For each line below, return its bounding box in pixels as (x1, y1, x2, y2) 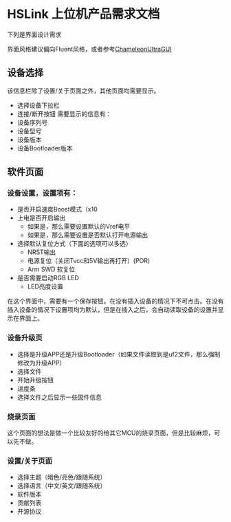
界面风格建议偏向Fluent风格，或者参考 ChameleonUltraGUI (7, 45, 172, 53)
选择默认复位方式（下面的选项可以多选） (16, 240, 132, 248)
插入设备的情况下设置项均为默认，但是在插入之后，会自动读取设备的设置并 (7, 306, 218, 314)
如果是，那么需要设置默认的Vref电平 (27, 223, 131, 231)
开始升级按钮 (16, 376, 54, 384)
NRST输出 (27, 248, 56, 256)
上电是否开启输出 (16, 214, 66, 222)
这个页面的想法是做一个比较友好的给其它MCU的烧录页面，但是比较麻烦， (7, 429, 214, 437)
